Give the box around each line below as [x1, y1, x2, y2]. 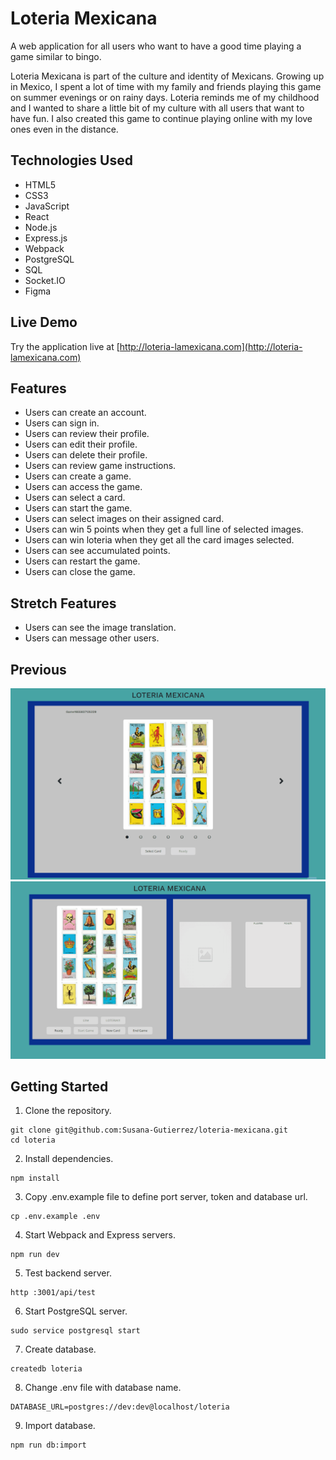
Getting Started [10, 1078, 109, 1096]
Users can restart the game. [24, 555, 141, 567]
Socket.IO [24, 274, 66, 286]
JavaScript [24, 200, 70, 212]
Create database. [24, 1343, 97, 1356]
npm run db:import [10, 1440, 87, 1451]
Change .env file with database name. [24, 1382, 182, 1394]
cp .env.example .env [10, 1212, 101, 1222]
